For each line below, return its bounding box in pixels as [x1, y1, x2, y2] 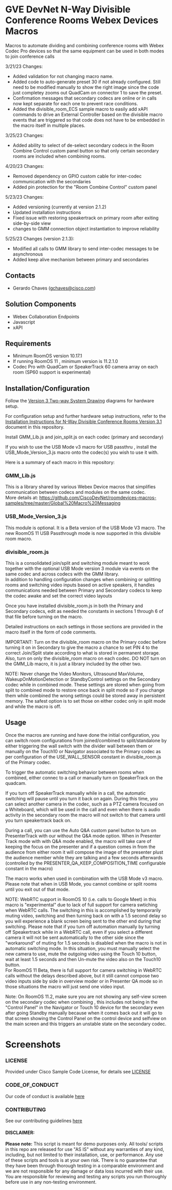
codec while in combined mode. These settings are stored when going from [5, 682, 165, 688]
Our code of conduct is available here [5, 1093, 85, 1099]
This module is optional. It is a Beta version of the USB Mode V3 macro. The [5, 525, 165, 531]
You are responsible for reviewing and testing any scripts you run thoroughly [5, 1174, 167, 1180]
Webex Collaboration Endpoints [12, 313, 79, 319]
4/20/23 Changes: [5, 163, 45, 169]
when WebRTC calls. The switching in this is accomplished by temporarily [5, 907, 161, 913]
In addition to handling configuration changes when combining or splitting [5, 577, 161, 583]
